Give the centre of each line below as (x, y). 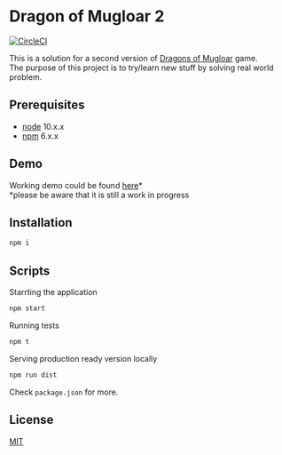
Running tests (34, 325)
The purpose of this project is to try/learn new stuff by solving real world (141, 68)
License (31, 420)
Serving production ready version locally (83, 358)
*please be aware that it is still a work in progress (99, 195)
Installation (41, 223)
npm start (27, 308)
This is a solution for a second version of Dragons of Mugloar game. (134, 58)
